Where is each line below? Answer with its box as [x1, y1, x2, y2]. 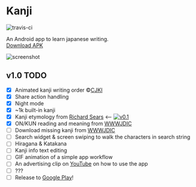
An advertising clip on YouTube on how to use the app [14, 160, 148, 167]
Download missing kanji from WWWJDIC [14, 127, 115, 134]
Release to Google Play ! [14, 174, 73, 181]
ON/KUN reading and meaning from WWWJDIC [14, 120, 132, 127]
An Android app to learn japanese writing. [6, 35, 109, 42]
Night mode [14, 99, 44, 107]
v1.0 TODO [6, 70, 47, 81]
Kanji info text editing [14, 147, 68, 154]
